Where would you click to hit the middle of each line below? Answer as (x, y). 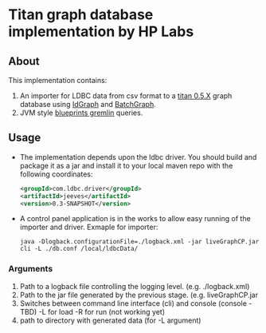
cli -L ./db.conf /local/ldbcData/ (79, 249)
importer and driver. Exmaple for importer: (89, 227)
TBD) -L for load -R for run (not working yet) (92, 311)
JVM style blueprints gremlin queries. (81, 113)
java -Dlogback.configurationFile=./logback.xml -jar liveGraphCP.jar (139, 242)
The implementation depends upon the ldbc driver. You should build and (138, 157)
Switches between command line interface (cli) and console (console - (136, 303)
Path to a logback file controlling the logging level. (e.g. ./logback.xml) (135, 286)
